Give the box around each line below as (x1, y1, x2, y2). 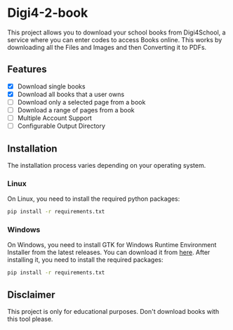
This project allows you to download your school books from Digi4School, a (7, 28, 226, 37)
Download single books (17, 82, 86, 91)
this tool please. (7, 315, 53, 324)
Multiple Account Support (17, 114, 93, 122)
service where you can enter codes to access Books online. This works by (7, 35, 222, 44)
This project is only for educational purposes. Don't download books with (7, 308, 220, 316)
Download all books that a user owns (17, 90, 125, 98)
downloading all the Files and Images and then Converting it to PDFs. (7, 43, 207, 51)
